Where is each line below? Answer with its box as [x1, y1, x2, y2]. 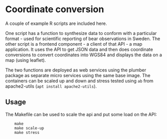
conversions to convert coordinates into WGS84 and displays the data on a [5, 52, 162, 58]
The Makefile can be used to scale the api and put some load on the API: [5, 111, 157, 117]
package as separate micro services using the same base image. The [5, 72, 151, 78]
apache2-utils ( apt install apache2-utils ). [5, 83, 97, 89]
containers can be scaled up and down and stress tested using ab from [5, 78, 154, 84]
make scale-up [14, 125, 44, 130]
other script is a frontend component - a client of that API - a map [5, 41, 143, 47]
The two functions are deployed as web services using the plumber [5, 67, 146, 73]
